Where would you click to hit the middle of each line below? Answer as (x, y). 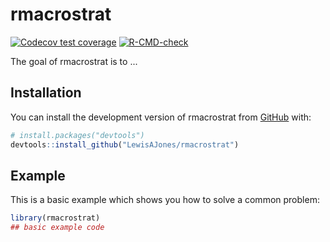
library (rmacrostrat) (55, 218)
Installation (46, 93)
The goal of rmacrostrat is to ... (74, 61)
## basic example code (57, 228)
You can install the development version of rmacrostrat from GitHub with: (161, 117)
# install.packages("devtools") (77, 135)
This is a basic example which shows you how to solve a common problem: (165, 200)
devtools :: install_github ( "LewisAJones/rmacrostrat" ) (125, 144)
